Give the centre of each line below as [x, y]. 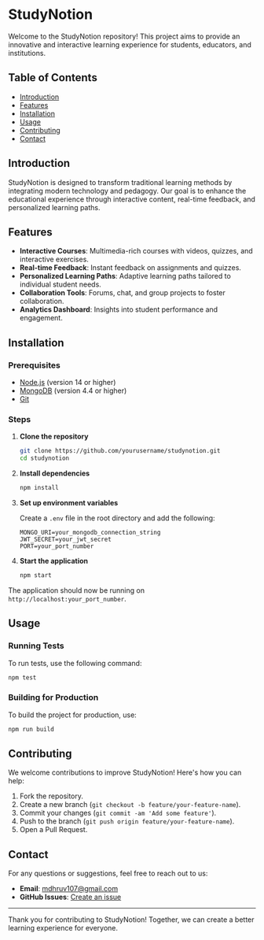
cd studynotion [44, 458]
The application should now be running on [77, 590]
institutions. [27, 53]
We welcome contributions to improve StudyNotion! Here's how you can [125, 772]
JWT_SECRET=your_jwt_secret [65, 539]
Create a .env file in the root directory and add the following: [117, 518]
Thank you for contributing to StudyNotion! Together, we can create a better [131, 920]
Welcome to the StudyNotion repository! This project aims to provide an [124, 36]
